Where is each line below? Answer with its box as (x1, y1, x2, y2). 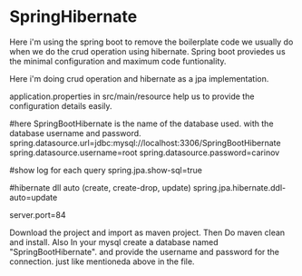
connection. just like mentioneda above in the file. (9, 256, 195, 267)
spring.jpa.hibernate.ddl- (192, 182, 287, 192)
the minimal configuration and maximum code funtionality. (9, 55, 227, 66)
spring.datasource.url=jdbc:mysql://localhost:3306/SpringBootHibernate (9, 137, 281, 148)
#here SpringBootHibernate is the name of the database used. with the (9, 118, 274, 129)
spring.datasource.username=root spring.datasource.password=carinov (9, 147, 280, 158)
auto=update (9, 192, 58, 202)
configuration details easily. (9, 100, 112, 111)
